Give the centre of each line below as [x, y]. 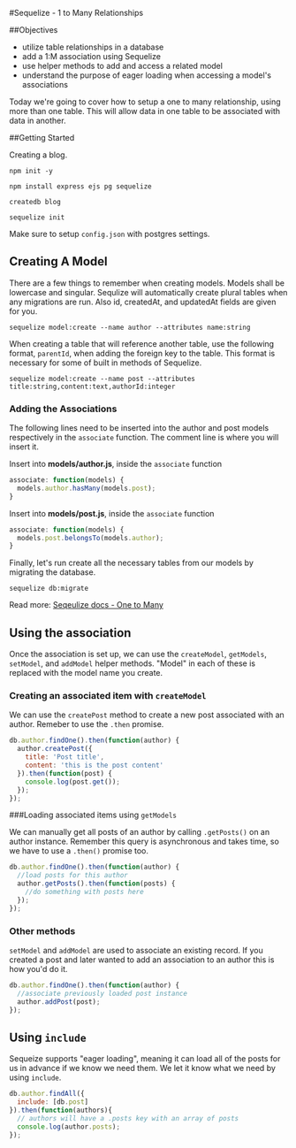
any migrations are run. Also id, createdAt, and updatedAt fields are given [143, 302]
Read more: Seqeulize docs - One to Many [86, 605]
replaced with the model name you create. [86, 673]
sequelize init [37, 218]
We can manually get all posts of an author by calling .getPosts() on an [140, 832]
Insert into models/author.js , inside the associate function [116, 464]
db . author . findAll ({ [47, 1094]
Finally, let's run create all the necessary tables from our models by [132, 563]
